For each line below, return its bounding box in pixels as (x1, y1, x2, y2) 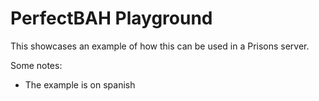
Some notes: (10, 59, 63, 71)
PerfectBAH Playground (10, 7, 213, 30)
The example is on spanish (24, 78, 136, 91)
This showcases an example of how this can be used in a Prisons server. (10, 40, 310, 52)
